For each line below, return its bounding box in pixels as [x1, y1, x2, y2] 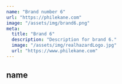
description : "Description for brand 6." [11, 37, 117, 43]
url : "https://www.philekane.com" [11, 48, 98, 54]
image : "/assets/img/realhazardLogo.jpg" [11, 43, 117, 49]
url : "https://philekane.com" [6, 14, 82, 20]
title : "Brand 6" [11, 31, 55, 37]
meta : [6, 25, 20, 32]
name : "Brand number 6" [6, 8, 66, 15]
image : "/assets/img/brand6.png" [6, 20, 90, 26]
